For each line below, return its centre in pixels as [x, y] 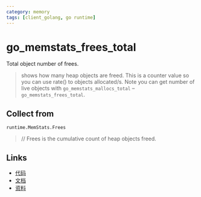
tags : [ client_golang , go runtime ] [51, 17]
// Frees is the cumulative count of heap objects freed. [89, 139]
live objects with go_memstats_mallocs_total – [78, 89]
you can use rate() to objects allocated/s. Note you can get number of [108, 82]
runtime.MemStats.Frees [36, 128]
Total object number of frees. [43, 64]
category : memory [28, 12]
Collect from [30, 114]
